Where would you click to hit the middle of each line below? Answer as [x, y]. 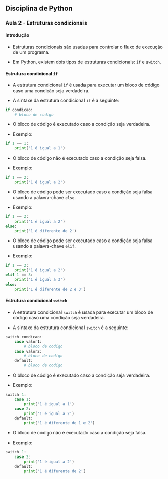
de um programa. [31, 52]
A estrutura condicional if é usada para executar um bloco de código [86, 85]
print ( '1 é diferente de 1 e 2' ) [59, 423]
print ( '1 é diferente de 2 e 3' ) [50, 289]
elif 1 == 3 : [19, 275]
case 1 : [23, 399]
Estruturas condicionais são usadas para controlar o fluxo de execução [88, 47]
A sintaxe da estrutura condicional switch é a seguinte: [70, 328]
